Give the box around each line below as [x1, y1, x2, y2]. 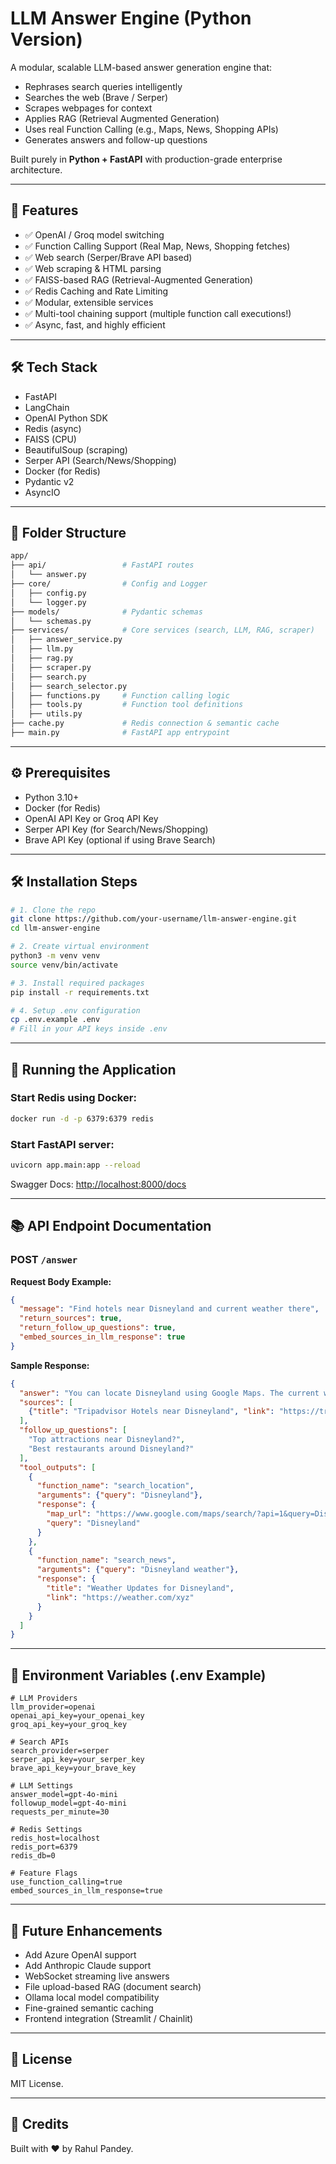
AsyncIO [24, 486, 61, 498]
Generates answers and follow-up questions [24, 133, 208, 146]
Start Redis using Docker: [10, 1091, 137, 1105]
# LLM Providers [10, 1693, 78, 1704]
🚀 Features [10, 202, 79, 219]
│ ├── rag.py [10, 653, 74, 663]
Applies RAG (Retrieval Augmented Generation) [24, 112, 220, 124]
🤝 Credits [10, 2116, 70, 2133]
